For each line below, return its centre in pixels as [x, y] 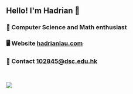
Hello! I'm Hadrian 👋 [43, 11]
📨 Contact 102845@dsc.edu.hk [52, 61]
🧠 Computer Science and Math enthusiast [66, 27]
